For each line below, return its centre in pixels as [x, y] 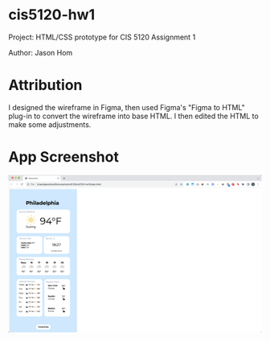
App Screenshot [63, 157]
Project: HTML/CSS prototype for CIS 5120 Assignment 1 [102, 37]
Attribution [45, 85]
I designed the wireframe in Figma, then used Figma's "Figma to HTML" [127, 107]
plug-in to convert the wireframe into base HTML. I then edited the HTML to [133, 116]
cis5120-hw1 [52, 15]
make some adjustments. [50, 124]
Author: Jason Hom [41, 52]
